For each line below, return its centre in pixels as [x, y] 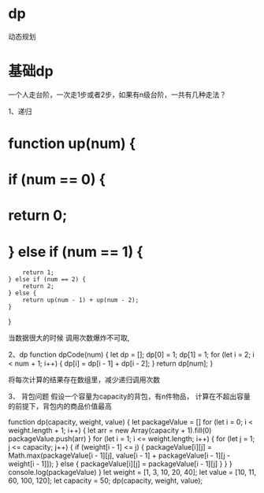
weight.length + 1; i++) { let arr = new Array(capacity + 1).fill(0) [110, 431]
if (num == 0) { [57, 180]
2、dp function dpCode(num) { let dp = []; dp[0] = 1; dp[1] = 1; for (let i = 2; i [131, 354]
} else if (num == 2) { [47, 280]
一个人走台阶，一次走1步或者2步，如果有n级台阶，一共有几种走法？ [117, 95]
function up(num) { [72, 144]
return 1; [39, 272]
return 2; [39, 287]
